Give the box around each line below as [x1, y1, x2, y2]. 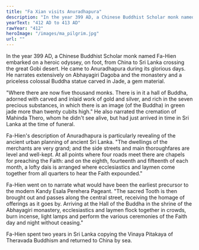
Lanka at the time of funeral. [6, 121, 75, 127]
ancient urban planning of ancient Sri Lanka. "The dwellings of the [6, 139, 168, 145]
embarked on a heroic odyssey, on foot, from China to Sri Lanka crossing [6, 59, 185, 66]
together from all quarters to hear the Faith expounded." [6, 170, 143, 177]
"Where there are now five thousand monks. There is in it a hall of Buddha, [6, 89, 188, 96]
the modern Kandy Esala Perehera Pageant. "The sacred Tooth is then [6, 188, 178, 194]
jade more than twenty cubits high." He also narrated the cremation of [6, 108, 176, 115]
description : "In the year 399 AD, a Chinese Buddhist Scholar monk [6, 14, 179, 20]
